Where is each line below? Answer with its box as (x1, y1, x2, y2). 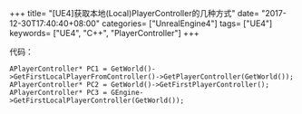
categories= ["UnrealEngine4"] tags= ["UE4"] (101, 18, 273, 29)
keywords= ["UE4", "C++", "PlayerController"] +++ (9, 28, 200, 38)
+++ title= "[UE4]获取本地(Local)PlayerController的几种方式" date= (9, 8, 260, 18)
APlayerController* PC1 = (9, 64, 107, 73)
